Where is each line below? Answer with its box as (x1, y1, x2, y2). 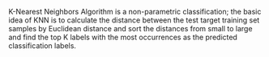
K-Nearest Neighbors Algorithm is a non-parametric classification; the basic (8, 7, 262, 16)
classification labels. (8, 41, 77, 51)
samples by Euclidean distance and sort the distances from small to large (8, 24, 253, 33)
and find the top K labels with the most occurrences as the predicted (8, 32, 237, 42)
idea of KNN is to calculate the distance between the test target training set (8, 15, 260, 25)
